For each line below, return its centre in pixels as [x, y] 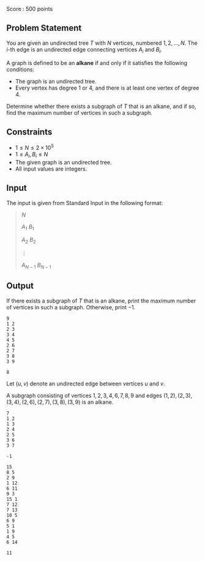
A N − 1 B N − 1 [36, 266]
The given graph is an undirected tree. [63, 162]
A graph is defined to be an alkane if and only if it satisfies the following [97, 63]
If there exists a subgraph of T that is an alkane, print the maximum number [101, 301]
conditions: [20, 69]
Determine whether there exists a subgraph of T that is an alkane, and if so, [101, 106]
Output [20, 286]
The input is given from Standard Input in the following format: [85, 203]
